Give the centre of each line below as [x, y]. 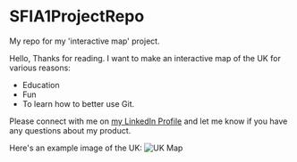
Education [41, 85]
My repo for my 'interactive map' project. [85, 41]
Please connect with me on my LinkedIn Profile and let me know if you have [148, 121]
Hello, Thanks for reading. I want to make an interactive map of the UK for [145, 58]
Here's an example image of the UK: [76, 148]
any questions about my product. [70, 130]
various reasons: [40, 68]
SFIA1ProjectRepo [77, 16]
